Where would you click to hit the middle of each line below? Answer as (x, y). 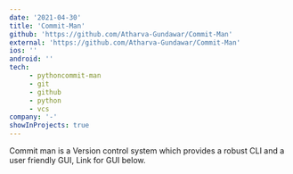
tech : (19, 68)
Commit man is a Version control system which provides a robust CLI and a (147, 151)
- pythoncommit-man (65, 76)
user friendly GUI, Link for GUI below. (77, 160)
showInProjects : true (49, 126)
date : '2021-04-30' (45, 17)
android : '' (31, 59)
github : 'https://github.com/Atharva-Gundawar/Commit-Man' (121, 34)
